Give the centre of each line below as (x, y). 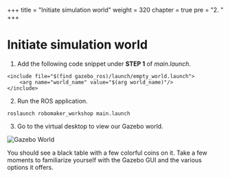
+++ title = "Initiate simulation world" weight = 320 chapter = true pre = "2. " (115, 10)
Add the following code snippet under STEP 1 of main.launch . (104, 64)
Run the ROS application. (52, 101)
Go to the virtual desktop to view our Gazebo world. (90, 126)
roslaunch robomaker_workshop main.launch (69, 113)
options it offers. (30, 167)
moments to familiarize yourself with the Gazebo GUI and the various (105, 160)
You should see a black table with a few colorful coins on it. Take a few (107, 153)
